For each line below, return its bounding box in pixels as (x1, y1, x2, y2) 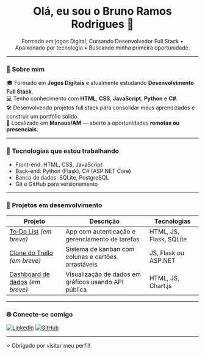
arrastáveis (65, 260, 98, 268)
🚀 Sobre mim (6, 65, 45, 73)
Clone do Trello (9, 249, 53, 257)
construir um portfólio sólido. (6, 113, 79, 120)
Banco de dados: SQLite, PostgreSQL (15, 174, 109, 181)
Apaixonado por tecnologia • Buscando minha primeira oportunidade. (15, 44, 190, 51)
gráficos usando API (65, 277, 124, 286)
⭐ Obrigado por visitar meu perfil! (6, 342, 91, 350)
